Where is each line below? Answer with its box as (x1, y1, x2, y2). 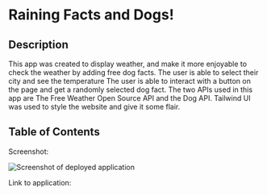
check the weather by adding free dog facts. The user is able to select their (8, 68, 259, 77)
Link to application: (8, 177, 72, 187)
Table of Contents (8, 125, 101, 139)
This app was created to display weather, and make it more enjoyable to (8, 59, 248, 68)
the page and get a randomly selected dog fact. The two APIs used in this (8, 85, 252, 94)
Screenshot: (8, 147, 49, 156)
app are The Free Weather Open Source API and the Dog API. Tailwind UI (8, 93, 252, 102)
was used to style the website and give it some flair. (8, 102, 181, 111)
